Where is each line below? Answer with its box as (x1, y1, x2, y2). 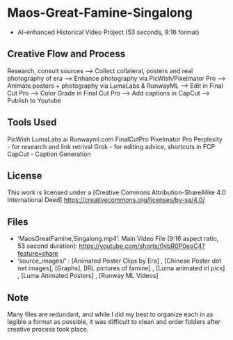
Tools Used (7, 116, 57, 128)
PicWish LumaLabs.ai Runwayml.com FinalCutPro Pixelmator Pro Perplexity (7, 134, 223, 144)
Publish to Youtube (7, 96, 61, 105)
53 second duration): (17, 242, 78, 250)
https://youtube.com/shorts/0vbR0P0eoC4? (79, 242, 205, 250)
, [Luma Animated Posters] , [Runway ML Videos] (17, 272, 159, 280)
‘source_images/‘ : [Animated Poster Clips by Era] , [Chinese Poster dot (17, 256, 222, 265)
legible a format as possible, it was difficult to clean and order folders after (7, 318, 221, 325)
